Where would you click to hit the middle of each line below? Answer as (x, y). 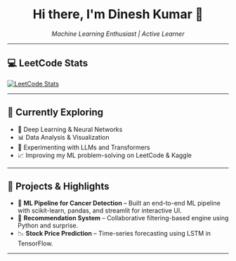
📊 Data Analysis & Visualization (63, 137)
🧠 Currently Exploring (55, 113)
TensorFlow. (35, 243)
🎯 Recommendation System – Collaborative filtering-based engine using (123, 218)
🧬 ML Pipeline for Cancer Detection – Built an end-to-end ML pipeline (119, 203)
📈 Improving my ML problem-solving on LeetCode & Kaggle (104, 155)
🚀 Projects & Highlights (58, 186)
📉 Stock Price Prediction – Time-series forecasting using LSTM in (114, 234)
